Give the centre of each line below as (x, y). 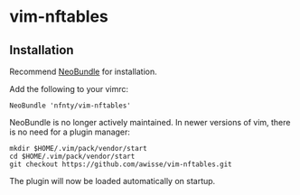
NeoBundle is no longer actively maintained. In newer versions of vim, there (150, 122)
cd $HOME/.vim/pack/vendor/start (72, 156)
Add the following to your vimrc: (69, 89)
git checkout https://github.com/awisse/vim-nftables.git (121, 164)
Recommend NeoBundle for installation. (83, 71)
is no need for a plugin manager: (70, 132)
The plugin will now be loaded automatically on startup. (112, 181)
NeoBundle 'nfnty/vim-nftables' (70, 106)
